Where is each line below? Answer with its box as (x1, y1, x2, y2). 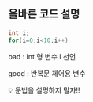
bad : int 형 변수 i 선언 (8, 51, 76, 61)
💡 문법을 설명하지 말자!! (8, 85, 80, 95)
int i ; (8, 28, 30, 37)
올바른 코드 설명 (8, 7, 80, 21)
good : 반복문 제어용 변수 (8, 68, 86, 77)
